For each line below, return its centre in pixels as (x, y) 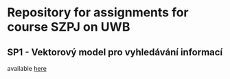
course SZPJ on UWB (69, 27)
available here (27, 68)
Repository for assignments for (98, 13)
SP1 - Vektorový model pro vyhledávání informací (115, 52)
